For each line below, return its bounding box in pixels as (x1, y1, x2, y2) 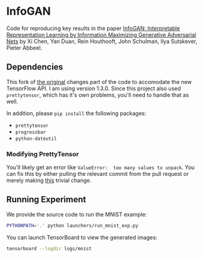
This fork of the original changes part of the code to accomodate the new (6, 78, 192, 85)
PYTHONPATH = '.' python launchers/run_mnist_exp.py (6, 222, 139, 229)
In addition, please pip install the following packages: (6, 109, 147, 117)
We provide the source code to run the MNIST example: (6, 210, 147, 218)
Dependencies (6, 62, 63, 72)
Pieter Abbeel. (6, 44, 42, 51)
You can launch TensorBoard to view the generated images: (6, 233, 158, 241)
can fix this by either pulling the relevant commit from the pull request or (6, 170, 189, 178)
